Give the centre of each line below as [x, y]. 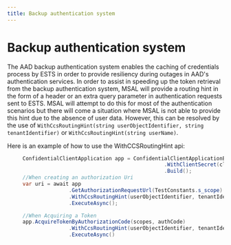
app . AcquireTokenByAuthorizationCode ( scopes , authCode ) [104, 222]
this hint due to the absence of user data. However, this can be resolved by [113, 118]
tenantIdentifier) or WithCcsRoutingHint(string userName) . [93, 132]
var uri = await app [52, 184]
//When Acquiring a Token [59, 215]
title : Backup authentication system [61, 13]
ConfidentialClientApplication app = [76, 158]
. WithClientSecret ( [192, 165]
